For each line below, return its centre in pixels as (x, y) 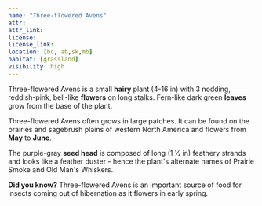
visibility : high (36, 67)
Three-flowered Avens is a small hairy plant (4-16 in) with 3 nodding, (120, 89)
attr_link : (26, 30)
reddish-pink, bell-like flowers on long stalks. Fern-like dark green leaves (127, 97)
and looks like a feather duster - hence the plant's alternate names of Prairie (131, 161)
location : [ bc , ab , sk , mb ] (50, 52)
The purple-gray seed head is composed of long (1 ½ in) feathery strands (127, 153)
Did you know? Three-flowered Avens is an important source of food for (125, 185)
